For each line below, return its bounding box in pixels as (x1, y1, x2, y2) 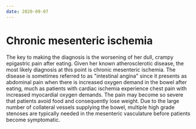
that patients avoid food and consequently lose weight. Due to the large (6, 97, 180, 104)
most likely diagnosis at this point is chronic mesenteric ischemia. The (6, 66, 176, 73)
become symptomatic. (6, 116, 61, 123)
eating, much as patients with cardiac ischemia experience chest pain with (6, 85, 187, 92)
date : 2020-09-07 (6, 8, 49, 15)
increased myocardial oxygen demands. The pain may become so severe (6, 91, 184, 98)
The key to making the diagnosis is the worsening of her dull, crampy (6, 54, 174, 61)
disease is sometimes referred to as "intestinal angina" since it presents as (6, 72, 187, 80)
